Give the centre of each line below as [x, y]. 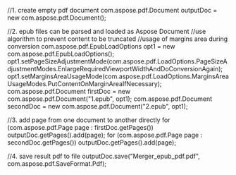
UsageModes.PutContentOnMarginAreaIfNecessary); [85, 84]
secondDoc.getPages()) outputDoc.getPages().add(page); [92, 143]
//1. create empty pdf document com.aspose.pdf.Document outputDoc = [112, 10]
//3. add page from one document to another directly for [89, 120]
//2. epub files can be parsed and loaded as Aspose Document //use [107, 31]
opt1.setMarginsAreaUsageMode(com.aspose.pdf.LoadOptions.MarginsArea [118, 76]
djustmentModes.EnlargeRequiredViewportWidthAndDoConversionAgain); [115, 69]
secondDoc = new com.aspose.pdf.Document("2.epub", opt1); [98, 106]
